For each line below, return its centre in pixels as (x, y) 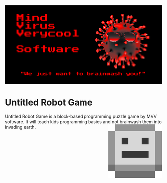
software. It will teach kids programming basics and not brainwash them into (83, 121)
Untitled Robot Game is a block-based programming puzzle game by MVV (81, 116)
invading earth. (21, 127)
